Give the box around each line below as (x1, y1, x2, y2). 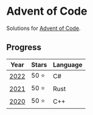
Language (52, 60, 83, 69)
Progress (6, 42, 41, 53)
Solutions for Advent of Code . (6, 24, 81, 32)
